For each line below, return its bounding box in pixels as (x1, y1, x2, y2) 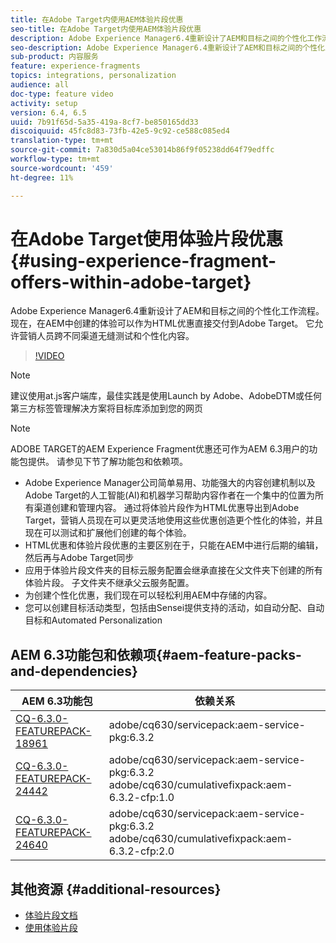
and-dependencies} (10, 662, 138, 680)
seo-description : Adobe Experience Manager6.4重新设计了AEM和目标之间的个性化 (10, 42, 325, 53)
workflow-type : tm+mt (10, 154, 101, 164)
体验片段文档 (24, 909, 78, 921)
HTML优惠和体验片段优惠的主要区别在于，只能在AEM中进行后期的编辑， (24, 539, 324, 551)
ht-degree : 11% (10, 172, 74, 183)
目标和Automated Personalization (24, 614, 163, 626)
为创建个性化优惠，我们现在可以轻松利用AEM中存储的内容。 (24, 589, 273, 601)
